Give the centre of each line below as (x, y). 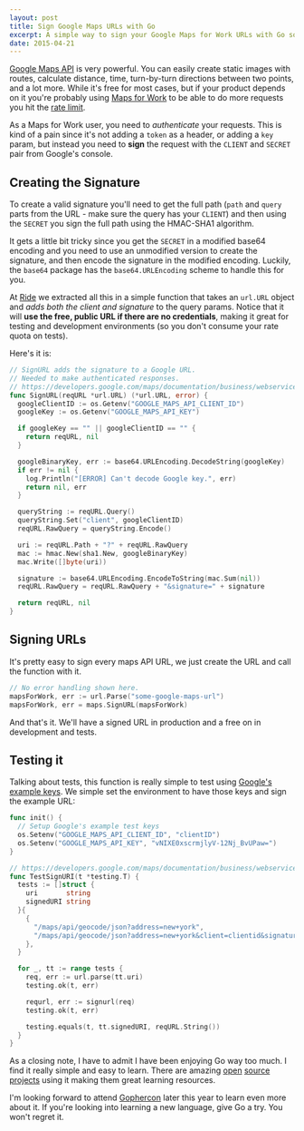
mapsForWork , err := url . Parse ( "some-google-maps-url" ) (117, 696)
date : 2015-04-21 (42, 43)
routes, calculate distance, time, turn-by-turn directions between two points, (152, 79)
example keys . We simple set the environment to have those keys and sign (148, 792)
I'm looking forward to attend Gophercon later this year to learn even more (148, 1097)
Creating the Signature (75, 182)
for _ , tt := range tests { (71, 969)
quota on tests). (39, 336)
